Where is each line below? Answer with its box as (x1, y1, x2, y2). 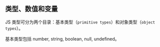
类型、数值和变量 (5, 4, 58, 13)
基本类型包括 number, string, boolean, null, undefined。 (5, 35, 119, 41)
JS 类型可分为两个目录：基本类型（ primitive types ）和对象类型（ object (5, 19, 155, 25)
